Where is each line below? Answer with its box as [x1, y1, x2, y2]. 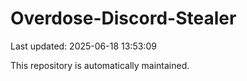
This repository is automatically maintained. [10, 59, 190, 71]
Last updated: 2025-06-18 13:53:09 [10, 40, 157, 52]
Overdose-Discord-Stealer [10, 7, 237, 30]
